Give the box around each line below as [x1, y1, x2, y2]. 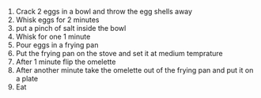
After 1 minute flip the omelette [15, 57, 116, 66]
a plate [15, 74, 39, 83]
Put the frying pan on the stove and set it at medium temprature [15, 49, 223, 58]
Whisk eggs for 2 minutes [15, 15, 100, 24]
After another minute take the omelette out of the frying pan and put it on [15, 66, 254, 74]
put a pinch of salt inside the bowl [15, 24, 127, 32]
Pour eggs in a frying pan [15, 40, 99, 50]
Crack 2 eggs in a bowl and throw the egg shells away [15, 7, 192, 16]
